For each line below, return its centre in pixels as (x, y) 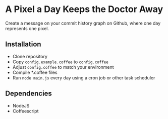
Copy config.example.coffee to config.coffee (60, 62)
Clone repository (30, 56)
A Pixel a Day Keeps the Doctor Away (84, 9)
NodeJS (21, 105)
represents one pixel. (27, 28)
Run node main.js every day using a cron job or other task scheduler (84, 78)
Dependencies (29, 94)
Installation (23, 44)
